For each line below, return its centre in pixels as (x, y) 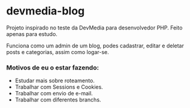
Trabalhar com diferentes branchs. (58, 100)
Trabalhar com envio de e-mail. (54, 94)
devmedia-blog (46, 11)
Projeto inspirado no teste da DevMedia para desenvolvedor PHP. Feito (94, 28)
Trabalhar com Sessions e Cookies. (59, 87)
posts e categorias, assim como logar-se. (58, 52)
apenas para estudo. (32, 34)
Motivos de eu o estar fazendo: (53, 67)
